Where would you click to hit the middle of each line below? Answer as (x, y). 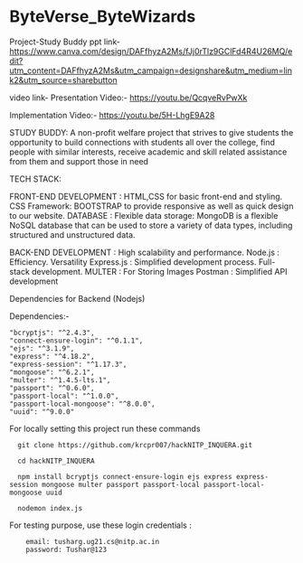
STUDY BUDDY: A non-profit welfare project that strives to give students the (151, 132)
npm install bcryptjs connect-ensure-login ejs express (125, 476)
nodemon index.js (50, 508)
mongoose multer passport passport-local (121, 484)
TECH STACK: (35, 179)
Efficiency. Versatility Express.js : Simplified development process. (133, 262)
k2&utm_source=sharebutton (63, 80)
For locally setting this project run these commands (105, 428)
